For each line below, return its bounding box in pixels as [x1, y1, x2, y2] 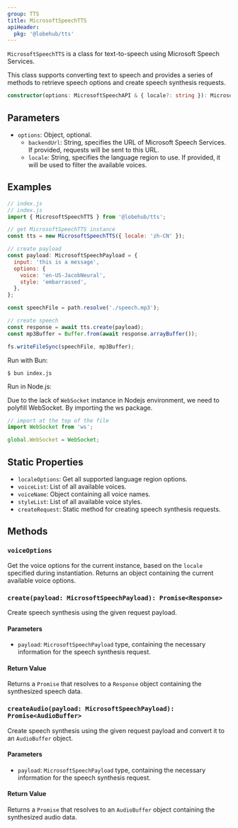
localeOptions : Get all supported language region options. [17, 474, 188, 483]
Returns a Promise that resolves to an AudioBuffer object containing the [7, 805, 215, 814]
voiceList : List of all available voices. [17, 482, 127, 491]
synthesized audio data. [7, 813, 77, 822]
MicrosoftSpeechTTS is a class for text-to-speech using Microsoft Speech [7, 50, 220, 58]
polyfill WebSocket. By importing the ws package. [7, 403, 153, 412]
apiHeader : [7, 23, 40, 30]
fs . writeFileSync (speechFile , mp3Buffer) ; [7, 343, 135, 350]
